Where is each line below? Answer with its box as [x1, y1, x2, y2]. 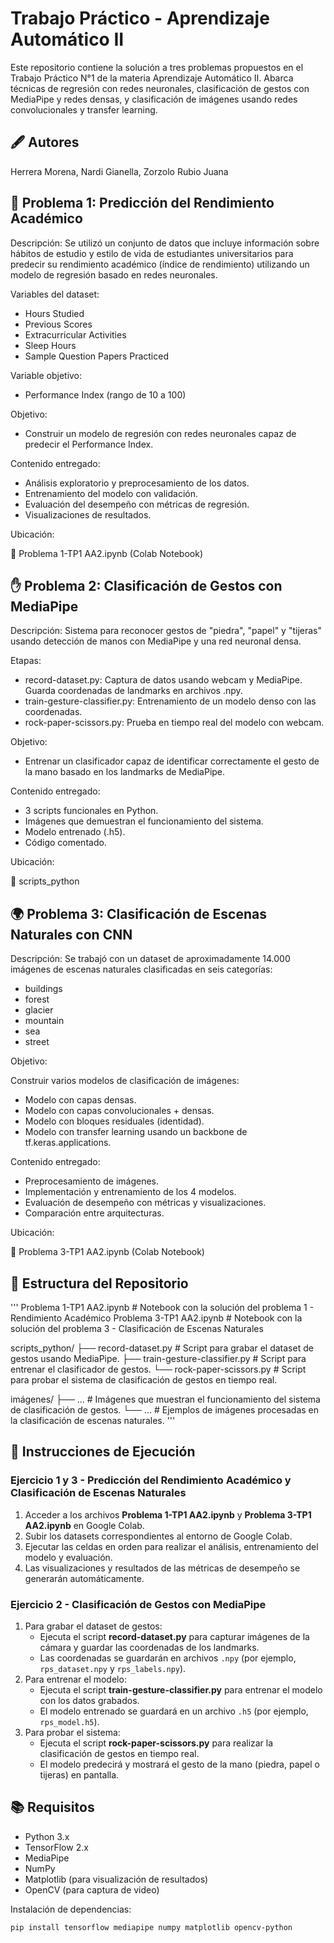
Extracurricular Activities [24, 328, 127, 341]
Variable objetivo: [10, 369, 83, 381]
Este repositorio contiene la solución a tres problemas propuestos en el [10, 61, 304, 73]
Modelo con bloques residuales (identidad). [24, 1115, 205, 1127]
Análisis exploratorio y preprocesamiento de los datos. [24, 477, 250, 489]
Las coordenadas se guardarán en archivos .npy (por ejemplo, [39, 1652, 297, 1664]
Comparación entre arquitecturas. [24, 1207, 165, 1219]
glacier [24, 1004, 54, 1016]
